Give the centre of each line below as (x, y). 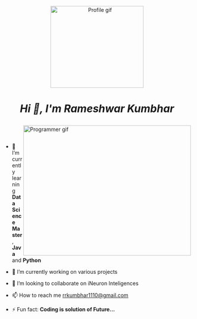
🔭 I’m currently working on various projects (65, 272)
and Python (26, 260)
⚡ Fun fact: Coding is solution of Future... (63, 309)
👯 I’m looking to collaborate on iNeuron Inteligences (75, 283)
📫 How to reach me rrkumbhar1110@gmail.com (70, 295)
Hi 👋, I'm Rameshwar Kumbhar (97, 109)
